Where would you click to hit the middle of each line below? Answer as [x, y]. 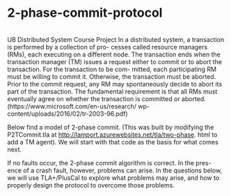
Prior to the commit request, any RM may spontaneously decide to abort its [115, 84]
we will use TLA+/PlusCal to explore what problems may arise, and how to [113, 178]
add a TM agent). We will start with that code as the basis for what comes [113, 142]
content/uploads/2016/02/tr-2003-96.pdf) [67, 114]
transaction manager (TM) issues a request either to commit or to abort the [115, 61]
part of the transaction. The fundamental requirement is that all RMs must [112, 91]
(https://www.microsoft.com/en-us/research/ [72, 106]
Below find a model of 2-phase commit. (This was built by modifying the [111, 127]
